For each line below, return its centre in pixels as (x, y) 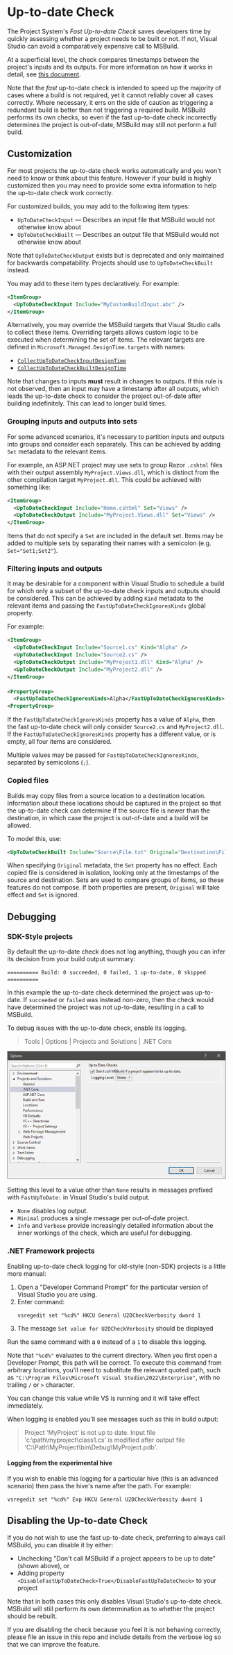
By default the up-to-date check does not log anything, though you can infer (116, 951)
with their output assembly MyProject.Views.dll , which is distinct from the (113, 472)
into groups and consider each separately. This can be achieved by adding (114, 444)
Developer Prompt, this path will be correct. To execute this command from (114, 1363)
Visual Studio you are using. (57, 1294)
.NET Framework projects (51, 1251)
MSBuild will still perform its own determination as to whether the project (111, 1608)
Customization (40, 154)
